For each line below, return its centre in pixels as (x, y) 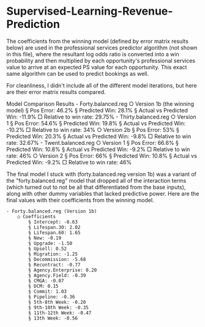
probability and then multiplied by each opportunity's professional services (101, 61)
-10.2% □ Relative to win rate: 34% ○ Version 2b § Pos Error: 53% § (93, 130)
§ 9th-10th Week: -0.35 (58, 307)
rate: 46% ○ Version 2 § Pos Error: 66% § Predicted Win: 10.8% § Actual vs (102, 156)
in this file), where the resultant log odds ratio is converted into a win (93, 54)
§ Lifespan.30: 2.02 (54, 227)
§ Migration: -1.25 (53, 254)
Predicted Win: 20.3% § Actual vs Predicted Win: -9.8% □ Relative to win (99, 136)
